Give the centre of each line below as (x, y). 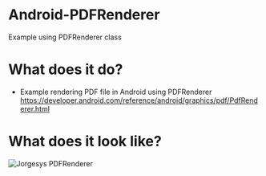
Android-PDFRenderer (84, 15)
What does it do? (66, 70)
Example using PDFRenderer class (65, 37)
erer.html (35, 108)
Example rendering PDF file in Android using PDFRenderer (116, 92)
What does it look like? (85, 141)
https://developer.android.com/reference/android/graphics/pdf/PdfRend (139, 100)
